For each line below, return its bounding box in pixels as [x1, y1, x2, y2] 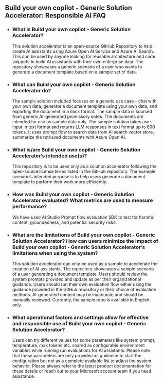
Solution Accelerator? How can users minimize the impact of [12, 237, 159, 244]
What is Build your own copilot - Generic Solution [12, 26, 131, 33]
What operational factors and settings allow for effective [12, 314, 149, 321]
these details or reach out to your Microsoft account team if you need [12, 368, 152, 374]
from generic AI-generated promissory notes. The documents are [12, 114, 144, 119]
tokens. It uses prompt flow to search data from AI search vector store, [12, 129, 154, 135]
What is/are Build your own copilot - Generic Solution [12, 146, 141, 153]
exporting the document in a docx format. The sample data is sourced [12, 108, 152, 114]
